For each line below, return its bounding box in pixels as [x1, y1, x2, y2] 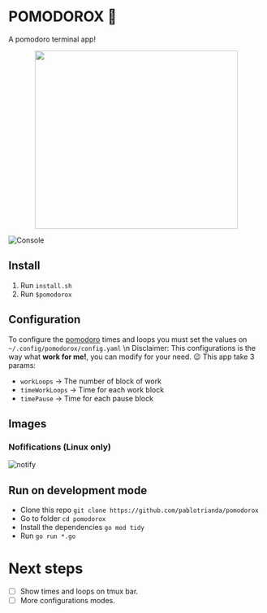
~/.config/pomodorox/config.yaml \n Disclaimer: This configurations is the [8, 343, 256, 352]
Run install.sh [19, 280, 72, 290]
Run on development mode [8, 484, 148, 497]
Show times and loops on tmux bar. [19, 586, 139, 596]
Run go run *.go [19, 531, 76, 541]
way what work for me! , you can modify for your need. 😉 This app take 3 [8, 352, 255, 361]
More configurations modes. [19, 596, 115, 606]
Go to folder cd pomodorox [19, 514, 106, 523]
